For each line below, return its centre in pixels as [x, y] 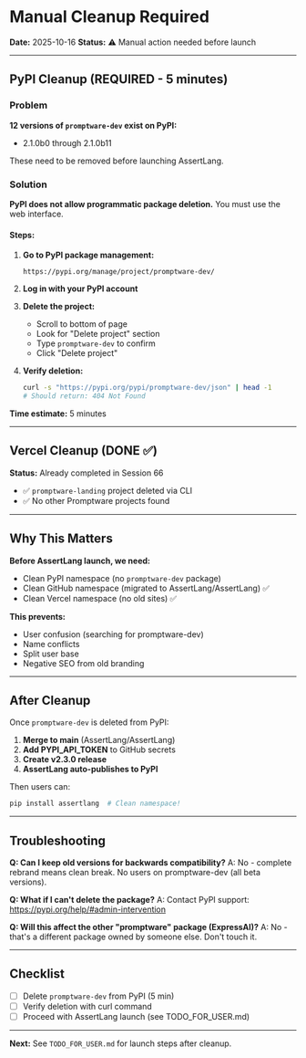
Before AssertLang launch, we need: [80, 560]
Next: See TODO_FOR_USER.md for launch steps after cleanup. [121, 1043]
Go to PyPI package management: [88, 255]
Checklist [37, 974]
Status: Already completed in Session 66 [87, 473]
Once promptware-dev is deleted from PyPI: [89, 722]
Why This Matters [61, 539]
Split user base [51, 654]
